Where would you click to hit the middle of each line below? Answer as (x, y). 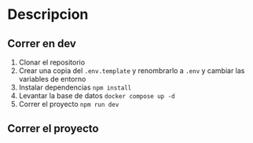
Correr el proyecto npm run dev (69, 104)
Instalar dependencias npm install (75, 87)
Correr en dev (42, 44)
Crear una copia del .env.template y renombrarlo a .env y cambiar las (132, 71)
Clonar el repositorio (52, 62)
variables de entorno (52, 79)
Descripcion (48, 15)
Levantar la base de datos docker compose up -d (97, 95)
